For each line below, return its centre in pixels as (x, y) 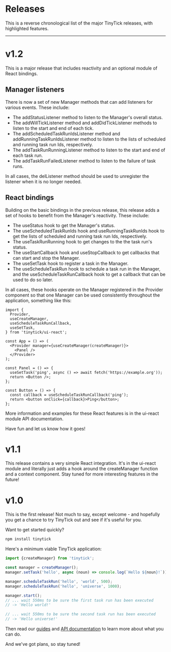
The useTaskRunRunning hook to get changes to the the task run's (82, 241)
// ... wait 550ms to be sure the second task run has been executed (81, 614)
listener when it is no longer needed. (44, 182)
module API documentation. (34, 419)
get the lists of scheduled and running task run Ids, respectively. (80, 236)
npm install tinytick (28, 539)
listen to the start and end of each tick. (53, 128)
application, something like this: (38, 300)
